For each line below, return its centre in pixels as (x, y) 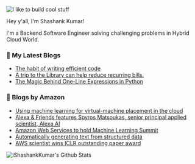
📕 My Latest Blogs (34, 55)
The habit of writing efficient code (58, 69)
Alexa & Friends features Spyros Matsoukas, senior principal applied (101, 117)
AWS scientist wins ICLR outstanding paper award (78, 143)
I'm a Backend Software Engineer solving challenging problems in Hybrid (98, 33)
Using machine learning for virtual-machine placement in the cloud (99, 110)
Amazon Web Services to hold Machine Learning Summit (87, 130)
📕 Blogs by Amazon (36, 98)
